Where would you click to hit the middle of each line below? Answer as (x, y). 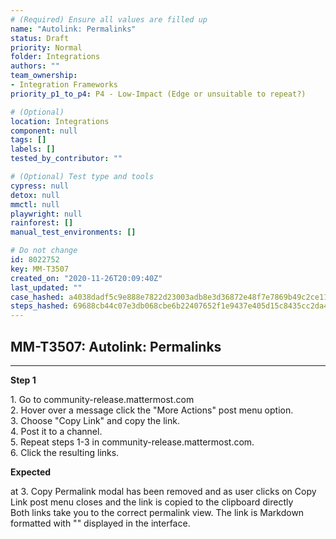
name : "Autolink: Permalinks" (73, 29)
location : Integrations (60, 121)
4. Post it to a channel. (56, 431)
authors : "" (35, 66)
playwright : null (46, 214)
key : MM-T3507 (40, 269)
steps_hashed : (40, 306)
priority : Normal (46, 47)
